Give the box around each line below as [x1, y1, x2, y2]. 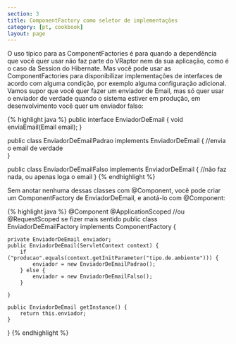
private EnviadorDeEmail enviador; [7, 236, 112, 243]
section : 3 [7, 10, 39, 18]
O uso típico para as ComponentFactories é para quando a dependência [7, 49, 217, 58]
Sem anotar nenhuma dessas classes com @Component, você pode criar [7, 186, 221, 195]
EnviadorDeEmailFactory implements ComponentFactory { [7, 223, 176, 231]
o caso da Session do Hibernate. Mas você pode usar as [7, 64, 171, 73]
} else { [20, 267, 46, 274]
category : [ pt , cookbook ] [7, 23, 83, 30]
